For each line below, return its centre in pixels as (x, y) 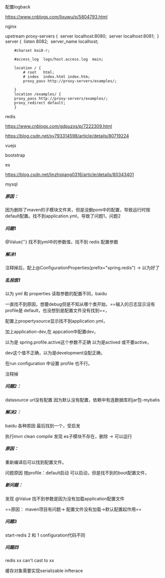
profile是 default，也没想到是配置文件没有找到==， (57, 310)
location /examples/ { (38, 94)
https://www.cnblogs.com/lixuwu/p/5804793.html (57, 17)
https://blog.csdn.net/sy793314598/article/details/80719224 (67, 136)
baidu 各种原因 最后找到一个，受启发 (43, 425)
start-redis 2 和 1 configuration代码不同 (45, 535)
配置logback (18, 7)
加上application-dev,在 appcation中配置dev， (52, 331)
